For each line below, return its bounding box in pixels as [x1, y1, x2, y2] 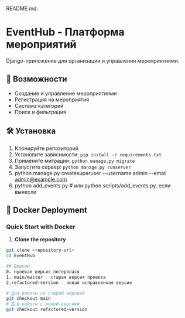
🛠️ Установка [6, 126, 56, 136]
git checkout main [6, 296, 51, 302]
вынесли [14, 188, 37, 195]
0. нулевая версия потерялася [6, 269, 80, 275]
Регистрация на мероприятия [14, 96, 90, 103]
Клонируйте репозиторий [14, 145, 79, 152]
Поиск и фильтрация [14, 108, 66, 115]
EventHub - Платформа [6, 26, 125, 39]
